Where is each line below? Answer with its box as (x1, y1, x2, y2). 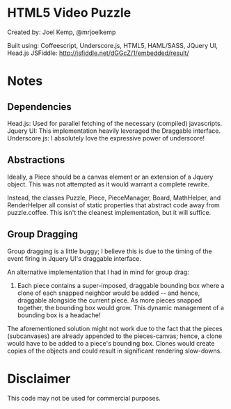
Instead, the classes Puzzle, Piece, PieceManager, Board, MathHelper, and (7, 193, 221, 202)
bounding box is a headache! (17, 311, 101, 319)
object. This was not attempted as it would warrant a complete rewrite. (7, 179, 210, 189)
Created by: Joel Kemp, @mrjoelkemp (7, 28, 116, 36)
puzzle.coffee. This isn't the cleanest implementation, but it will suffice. (7, 208, 212, 216)
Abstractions (7, 154, 65, 166)
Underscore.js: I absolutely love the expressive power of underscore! (7, 134, 205, 142)
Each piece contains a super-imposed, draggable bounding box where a (17, 281, 225, 289)
